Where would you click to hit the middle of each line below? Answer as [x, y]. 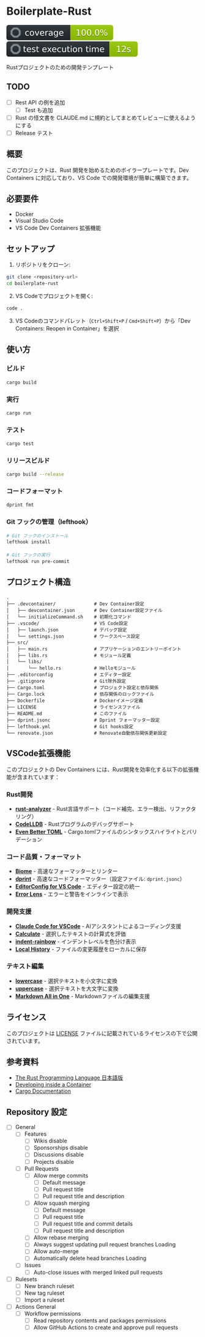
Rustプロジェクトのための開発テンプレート [60, 67]
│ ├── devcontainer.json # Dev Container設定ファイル [84, 610]
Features [35, 1134]
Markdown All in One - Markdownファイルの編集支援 [82, 996]
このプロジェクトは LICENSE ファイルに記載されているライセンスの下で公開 [102, 1033]
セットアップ [31, 249]
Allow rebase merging [61, 1238]
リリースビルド [28, 460]
